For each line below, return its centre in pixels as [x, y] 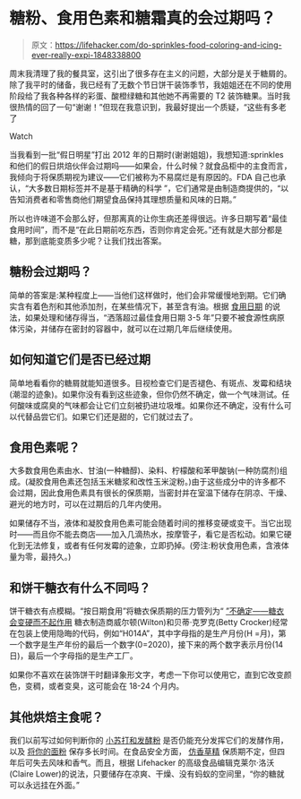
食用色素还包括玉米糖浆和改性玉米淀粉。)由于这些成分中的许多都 [161, 482]
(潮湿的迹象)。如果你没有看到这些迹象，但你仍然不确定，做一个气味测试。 [146, 394]
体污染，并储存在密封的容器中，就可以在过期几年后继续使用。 [123, 329]
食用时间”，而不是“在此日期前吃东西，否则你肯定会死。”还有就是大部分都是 [146, 229]
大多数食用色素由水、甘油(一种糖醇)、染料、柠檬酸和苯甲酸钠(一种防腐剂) [145, 470]
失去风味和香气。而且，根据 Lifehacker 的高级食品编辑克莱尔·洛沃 [154, 763]
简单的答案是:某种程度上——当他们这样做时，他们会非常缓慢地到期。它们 [144, 295]
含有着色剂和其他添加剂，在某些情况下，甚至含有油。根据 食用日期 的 [145, 306]
